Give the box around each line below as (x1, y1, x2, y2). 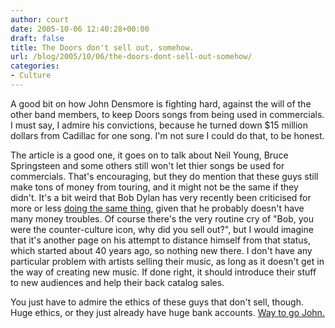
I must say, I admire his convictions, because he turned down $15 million (10, 119, 309, 131)
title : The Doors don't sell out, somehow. (10, 42, 195, 53)
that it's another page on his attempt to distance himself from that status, (10, 234, 311, 246)
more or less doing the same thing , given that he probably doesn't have (10, 202, 305, 214)
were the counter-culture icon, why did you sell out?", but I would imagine (10, 223, 314, 235)
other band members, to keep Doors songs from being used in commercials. (10, 108, 325, 120)
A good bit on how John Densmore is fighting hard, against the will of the (10, 97, 312, 110)
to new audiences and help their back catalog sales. (10, 276, 225, 288)
